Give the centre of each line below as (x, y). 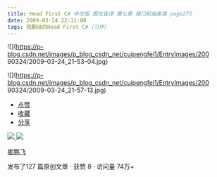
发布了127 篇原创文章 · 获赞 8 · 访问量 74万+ (71, 166)
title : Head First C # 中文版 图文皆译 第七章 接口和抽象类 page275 (100, 14)
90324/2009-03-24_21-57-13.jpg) (57, 90)
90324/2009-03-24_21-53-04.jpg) (58, 62)
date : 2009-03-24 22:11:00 (47, 20)
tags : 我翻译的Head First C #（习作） (58, 27)
